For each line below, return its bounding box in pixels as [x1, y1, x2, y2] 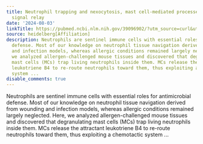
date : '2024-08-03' [6, 20, 56, 26]
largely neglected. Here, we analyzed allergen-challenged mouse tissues [6, 112, 188, 119]
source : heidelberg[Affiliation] [6, 31, 91, 37]
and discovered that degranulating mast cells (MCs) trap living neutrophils [6, 118, 191, 125]
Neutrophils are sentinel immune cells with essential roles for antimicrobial [6, 93, 192, 100]
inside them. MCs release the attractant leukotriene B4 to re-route [6, 125, 170, 132]
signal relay [11, 14, 45, 20]
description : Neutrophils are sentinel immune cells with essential [6, 37, 182, 43]
